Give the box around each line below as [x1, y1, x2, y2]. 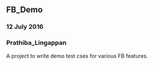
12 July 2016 [6, 23, 44, 31]
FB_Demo [6, 5, 43, 15]
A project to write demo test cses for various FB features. [6, 52, 149, 59]
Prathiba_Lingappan [6, 39, 67, 47]
